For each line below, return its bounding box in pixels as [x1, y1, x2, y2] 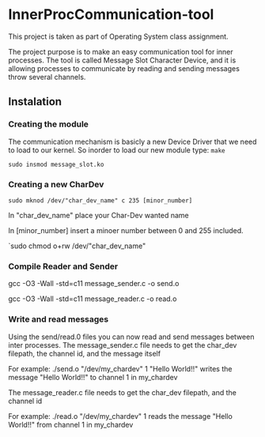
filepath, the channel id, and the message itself [8, 348, 161, 358]
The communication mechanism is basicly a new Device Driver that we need [8, 137, 257, 146]
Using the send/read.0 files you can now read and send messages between [8, 332, 255, 341]
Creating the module [8, 119, 89, 130]
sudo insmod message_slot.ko [8, 160, 104, 168]
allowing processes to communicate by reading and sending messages [8, 63, 240, 73]
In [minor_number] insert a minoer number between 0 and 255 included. [8, 225, 244, 235]
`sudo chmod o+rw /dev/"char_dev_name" [8, 241, 146, 251]
